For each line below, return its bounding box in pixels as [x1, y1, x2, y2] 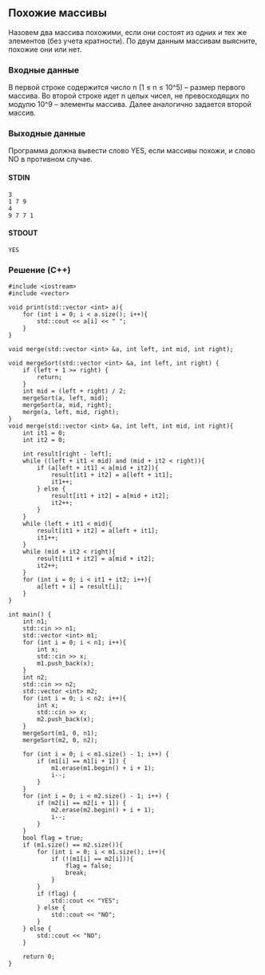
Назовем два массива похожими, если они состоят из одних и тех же [8, 27, 247, 37]
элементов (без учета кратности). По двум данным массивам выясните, [8, 36, 258, 45]
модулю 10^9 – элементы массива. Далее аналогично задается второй [8, 100, 251, 109]
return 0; [22, 953, 56, 961]
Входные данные [8, 64, 80, 75]
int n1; [22, 618, 48, 626]
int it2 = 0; [22, 436, 66, 444]
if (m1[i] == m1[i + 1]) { [37, 757, 127, 765]
